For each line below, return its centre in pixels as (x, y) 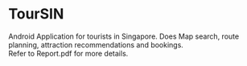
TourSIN (36, 14)
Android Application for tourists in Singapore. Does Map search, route (124, 36)
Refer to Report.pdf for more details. (68, 53)
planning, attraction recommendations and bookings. (96, 44)
